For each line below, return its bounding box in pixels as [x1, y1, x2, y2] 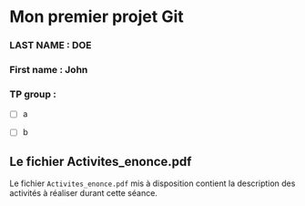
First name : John [9, 64, 88, 77]
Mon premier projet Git [9, 6, 184, 27]
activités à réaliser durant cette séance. [9, 188, 158, 199]
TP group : [9, 88, 56, 100]
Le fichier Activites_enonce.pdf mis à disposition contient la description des [9, 178, 296, 189]
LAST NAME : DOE [9, 39, 93, 52]
